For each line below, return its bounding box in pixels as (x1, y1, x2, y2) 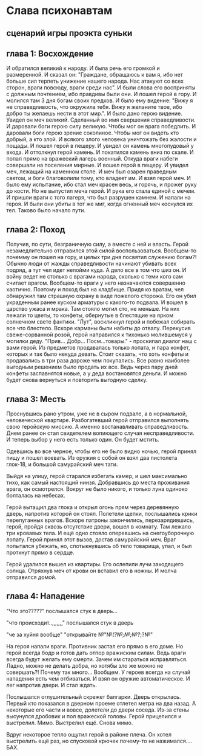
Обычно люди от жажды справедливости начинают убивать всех (6, 260, 177, 268)
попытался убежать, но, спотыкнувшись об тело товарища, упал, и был (6, 543, 192, 550)
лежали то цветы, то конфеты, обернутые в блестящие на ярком (6, 311, 174, 319)
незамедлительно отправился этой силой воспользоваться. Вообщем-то (6, 247, 197, 254)
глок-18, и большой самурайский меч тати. (6, 460, 118, 468)
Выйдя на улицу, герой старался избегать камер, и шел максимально (6, 473, 188, 480)
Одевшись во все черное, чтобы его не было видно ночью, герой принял (6, 448, 197, 455)
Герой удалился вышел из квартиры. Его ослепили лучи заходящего (6, 561, 184, 568)
